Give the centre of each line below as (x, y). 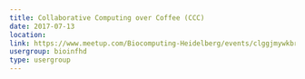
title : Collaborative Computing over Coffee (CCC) (107, 18)
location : (28, 35)
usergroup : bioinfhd (49, 52)
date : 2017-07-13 (42, 26)
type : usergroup (40, 60)
